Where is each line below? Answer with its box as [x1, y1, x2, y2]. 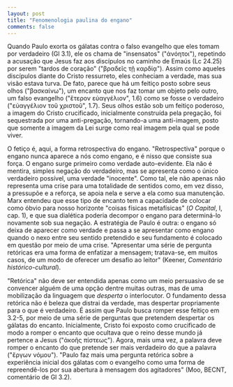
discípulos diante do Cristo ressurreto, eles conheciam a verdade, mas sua [7, 72, 222, 80]
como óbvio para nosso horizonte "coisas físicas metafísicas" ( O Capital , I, [7, 204, 223, 213]
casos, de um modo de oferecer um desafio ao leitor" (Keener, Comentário [7, 256, 223, 264]
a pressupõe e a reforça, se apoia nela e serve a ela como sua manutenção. [7, 189, 225, 197]
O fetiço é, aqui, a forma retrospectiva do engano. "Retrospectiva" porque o [7, 144, 225, 153]
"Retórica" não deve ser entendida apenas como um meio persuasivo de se [7, 277, 225, 285]
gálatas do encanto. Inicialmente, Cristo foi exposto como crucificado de [7, 321, 216, 330]
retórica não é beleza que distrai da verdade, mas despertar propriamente [7, 299, 220, 308]
